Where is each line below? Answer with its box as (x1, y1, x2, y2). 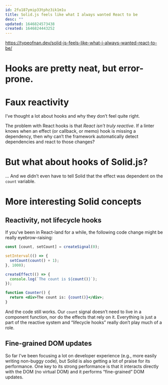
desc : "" (5, 17, 24, 22)
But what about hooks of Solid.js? (5, 156, 148, 168)
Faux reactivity (5, 97, 69, 108)
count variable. (5, 178, 36, 184)
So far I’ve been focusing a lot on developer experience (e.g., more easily (5, 352, 157, 358)
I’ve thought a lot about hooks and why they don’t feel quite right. (5, 113, 140, 119)
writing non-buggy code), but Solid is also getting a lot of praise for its (5, 358, 150, 364)
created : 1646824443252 (5, 26, 55, 31)
